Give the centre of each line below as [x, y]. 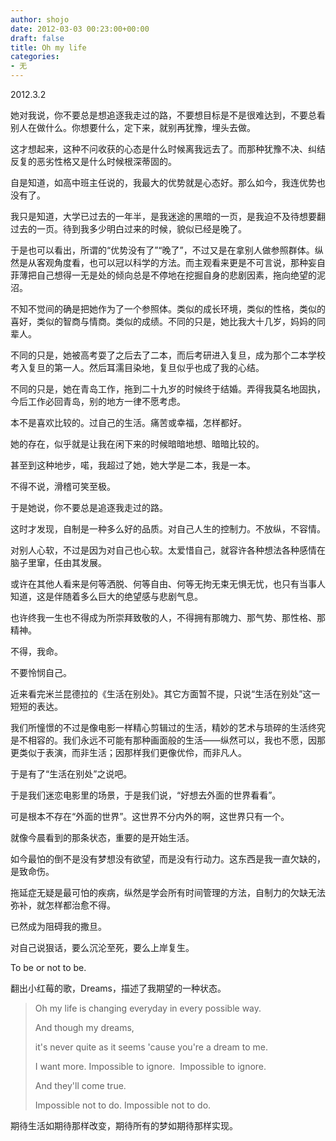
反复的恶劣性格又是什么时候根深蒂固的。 [93, 161]
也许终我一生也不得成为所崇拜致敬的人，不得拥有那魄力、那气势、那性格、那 [168, 617]
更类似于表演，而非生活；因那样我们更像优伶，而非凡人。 [128, 752]
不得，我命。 [36, 651]
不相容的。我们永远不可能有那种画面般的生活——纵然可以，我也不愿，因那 [172, 740]
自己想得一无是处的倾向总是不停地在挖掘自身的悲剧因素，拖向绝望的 [176, 275]
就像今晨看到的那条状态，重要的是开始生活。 [102, 837]
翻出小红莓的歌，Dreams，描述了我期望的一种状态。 [118, 988]
